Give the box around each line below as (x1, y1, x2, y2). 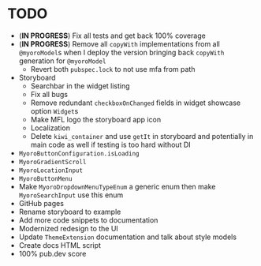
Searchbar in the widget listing (30, 81, 131, 91)
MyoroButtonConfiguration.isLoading (18, 149, 140, 158)
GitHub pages (18, 198, 65, 208)
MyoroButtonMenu (18, 174, 73, 182)
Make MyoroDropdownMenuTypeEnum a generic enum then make (18, 182, 216, 191)
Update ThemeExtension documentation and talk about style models (18, 232, 237, 242)
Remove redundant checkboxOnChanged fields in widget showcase (30, 98, 241, 107)
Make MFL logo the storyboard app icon (30, 114, 162, 124)
